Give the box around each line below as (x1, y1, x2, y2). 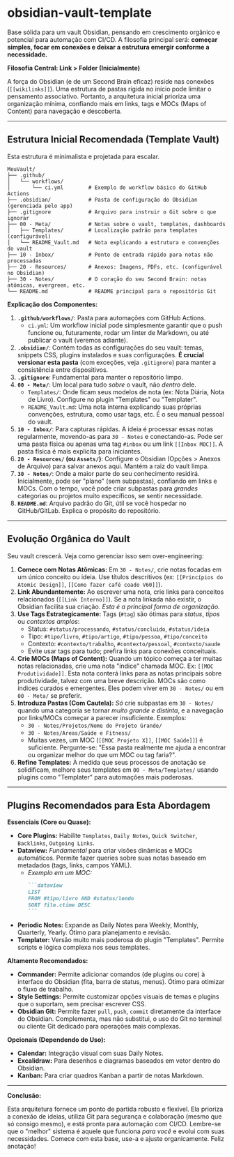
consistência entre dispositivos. (17, 365, 109, 374)
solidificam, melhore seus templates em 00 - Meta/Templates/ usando (17, 766, 219, 774)
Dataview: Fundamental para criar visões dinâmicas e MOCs (17, 846, 193, 855)
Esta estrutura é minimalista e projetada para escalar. (7, 152, 160, 161)
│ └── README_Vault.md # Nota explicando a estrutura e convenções (7, 239, 219, 246)
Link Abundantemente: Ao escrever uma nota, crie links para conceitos (17, 588, 224, 596)
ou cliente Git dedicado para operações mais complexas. (17, 1022, 181, 1030)
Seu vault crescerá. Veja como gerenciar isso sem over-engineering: (7, 551, 204, 560)
